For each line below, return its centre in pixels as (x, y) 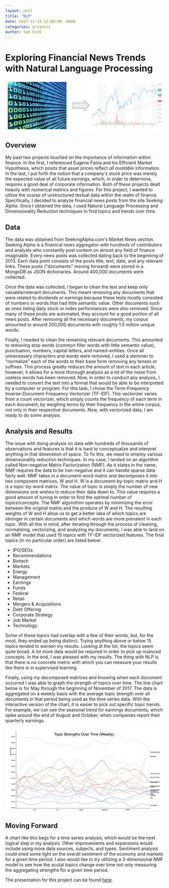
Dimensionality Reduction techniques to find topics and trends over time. (81, 211)
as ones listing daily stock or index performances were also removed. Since (84, 309)
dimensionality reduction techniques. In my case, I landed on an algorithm (82, 460)
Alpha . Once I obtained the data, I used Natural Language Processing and (82, 206)
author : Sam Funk (23, 32)
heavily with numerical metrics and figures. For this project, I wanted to (79, 190)
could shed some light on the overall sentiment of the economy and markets (84, 854)
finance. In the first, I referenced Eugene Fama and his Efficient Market (79, 163)
